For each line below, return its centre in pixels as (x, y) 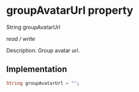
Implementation (37, 69)
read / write (21, 38)
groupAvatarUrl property (70, 11)
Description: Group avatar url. (43, 50)
